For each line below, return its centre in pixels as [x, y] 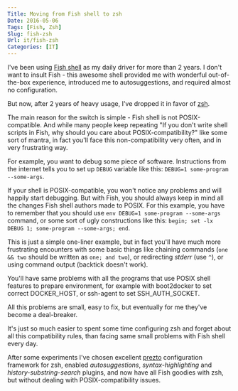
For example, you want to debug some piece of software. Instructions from [117, 161]
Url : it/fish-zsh [33, 41]
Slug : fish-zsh [30, 34]
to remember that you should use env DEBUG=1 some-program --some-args [114, 213]
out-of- [219, 75]
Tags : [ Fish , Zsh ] [34, 27]
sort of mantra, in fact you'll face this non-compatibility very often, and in [114, 140]
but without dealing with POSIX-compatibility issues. [84, 380]
